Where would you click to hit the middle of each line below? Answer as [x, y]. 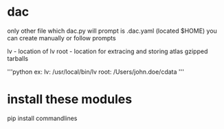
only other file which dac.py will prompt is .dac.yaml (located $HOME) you [112, 31]
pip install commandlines [42, 118]
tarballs [18, 58]
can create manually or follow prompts [61, 38]
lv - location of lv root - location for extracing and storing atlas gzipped [108, 51]
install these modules [70, 99]
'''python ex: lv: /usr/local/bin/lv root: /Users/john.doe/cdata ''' [96, 72]
